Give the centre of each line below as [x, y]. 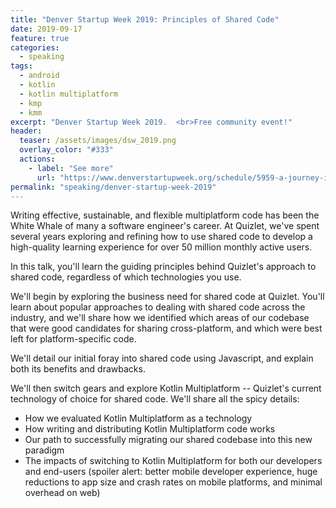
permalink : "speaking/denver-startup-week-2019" [113, 187]
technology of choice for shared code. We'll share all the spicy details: [155, 399]
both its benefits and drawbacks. [78, 369]
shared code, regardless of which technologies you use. [126, 277]
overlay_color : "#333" [66, 150]
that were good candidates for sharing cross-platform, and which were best [166, 328]
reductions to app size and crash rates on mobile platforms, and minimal [173, 482]
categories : [35, 47]
